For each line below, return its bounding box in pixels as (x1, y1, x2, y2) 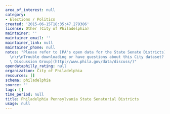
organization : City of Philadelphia (5, 69, 82, 74)
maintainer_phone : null (5, 45, 56, 50)
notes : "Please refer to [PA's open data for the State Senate (5, 49, 142, 54)
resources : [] (5, 73, 35, 78)
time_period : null (5, 92, 44, 97)
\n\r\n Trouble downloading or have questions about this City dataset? (10, 54, 164, 60)
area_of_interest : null (5, 7, 56, 13)
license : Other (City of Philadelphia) (5, 26, 90, 31)
